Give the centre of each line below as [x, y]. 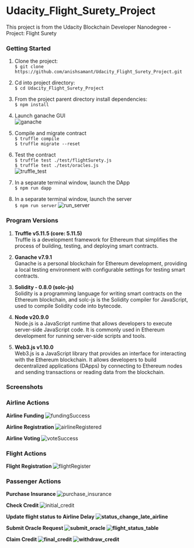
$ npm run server [36, 206]
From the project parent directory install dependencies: [81, 99]
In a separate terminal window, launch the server [73, 199]
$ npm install [32, 105]
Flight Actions [26, 453]
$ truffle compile [37, 139]
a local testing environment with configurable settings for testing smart [100, 269]
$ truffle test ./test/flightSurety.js [63, 160]
